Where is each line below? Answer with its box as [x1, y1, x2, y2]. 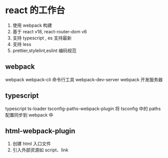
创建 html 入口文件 [12, 141, 51, 147]
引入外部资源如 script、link [12, 147, 69, 153]
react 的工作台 [5, 5, 66, 16]
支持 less [12, 41, 32, 47]
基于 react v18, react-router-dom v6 [12, 28, 87, 34]
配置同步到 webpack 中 [5, 112, 54, 118]
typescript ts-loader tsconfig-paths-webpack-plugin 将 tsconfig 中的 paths [5, 106, 161, 112]
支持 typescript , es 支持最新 [12, 35, 72, 41]
